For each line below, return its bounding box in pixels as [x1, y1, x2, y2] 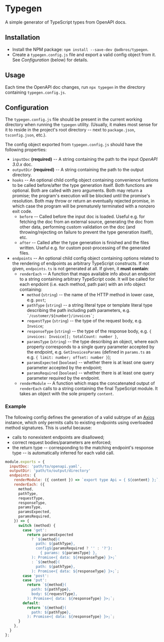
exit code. [12, 208, 33, 214]
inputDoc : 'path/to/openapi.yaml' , [9, 464, 82, 469]
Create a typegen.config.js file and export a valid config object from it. [12, 51, 156, 57]
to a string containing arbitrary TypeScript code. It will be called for [19, 276, 155, 282]
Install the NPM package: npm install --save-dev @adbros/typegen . [12, 46, 149, 52]
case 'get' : [23, 528, 47, 533]
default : [23, 600, 41, 606]
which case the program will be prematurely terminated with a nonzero [12, 203, 155, 209]
